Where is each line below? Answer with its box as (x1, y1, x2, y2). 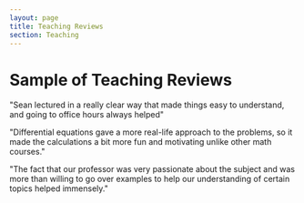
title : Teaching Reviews (9, 22, 104, 31)
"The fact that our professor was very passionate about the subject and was (9, 164, 296, 175)
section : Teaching (9, 30, 79, 39)
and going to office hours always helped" (9, 109, 165, 120)
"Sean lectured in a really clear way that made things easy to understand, (9, 99, 285, 110)
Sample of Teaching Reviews (9, 69, 232, 90)
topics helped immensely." (9, 183, 109, 194)
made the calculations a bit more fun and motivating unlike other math (9, 137, 272, 147)
